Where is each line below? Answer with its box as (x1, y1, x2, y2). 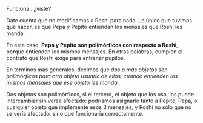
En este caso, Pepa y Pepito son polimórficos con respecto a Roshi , (6, 42, 179, 48)
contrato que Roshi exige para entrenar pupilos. (6, 55, 125, 61)
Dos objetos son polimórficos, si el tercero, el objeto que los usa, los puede (6, 91, 195, 98)
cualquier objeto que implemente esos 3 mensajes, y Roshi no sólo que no (6, 104, 192, 111)
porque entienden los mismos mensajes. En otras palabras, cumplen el (6, 48, 183, 55)
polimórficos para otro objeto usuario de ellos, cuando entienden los (6, 73, 178, 79)
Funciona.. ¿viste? (6, 5, 52, 12)
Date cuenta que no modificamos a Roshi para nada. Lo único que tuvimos (6, 17, 193, 24)
